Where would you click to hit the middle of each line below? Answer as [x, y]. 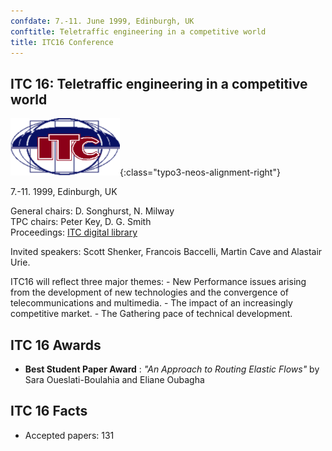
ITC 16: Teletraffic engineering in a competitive [159, 83]
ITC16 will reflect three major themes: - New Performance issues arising [158, 282]
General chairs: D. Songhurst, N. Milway [92, 211]
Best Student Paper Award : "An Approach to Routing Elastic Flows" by [172, 369]
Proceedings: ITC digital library [74, 232]
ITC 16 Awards [56, 345]
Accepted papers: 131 [69, 435]
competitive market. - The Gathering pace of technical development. [151, 314]
